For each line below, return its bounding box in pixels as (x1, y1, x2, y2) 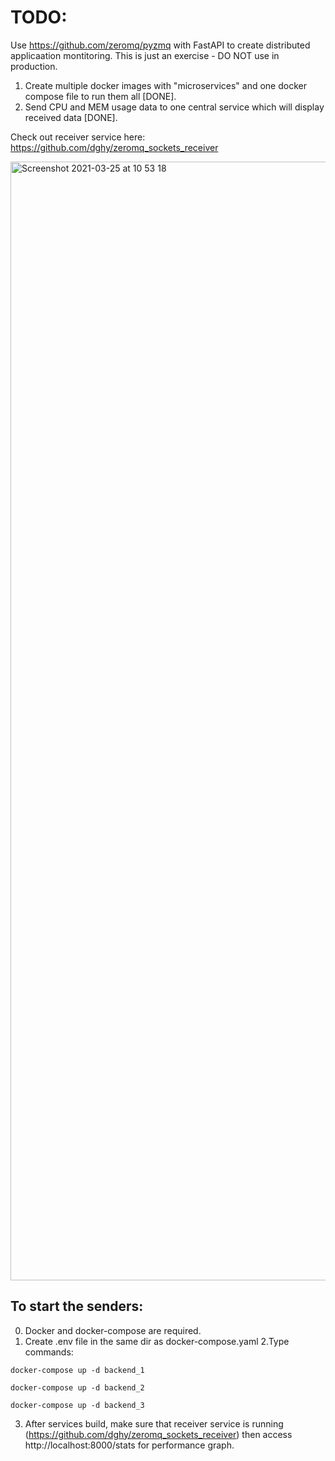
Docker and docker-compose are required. (24, 1324, 202, 1336)
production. (10, 60, 58, 72)
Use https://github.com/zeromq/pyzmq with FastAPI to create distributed (10, 39, 311, 51)
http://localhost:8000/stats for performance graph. (24, 1439, 235, 1451)
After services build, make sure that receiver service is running (24, 1417, 284, 1430)
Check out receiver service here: (10, 131, 146, 143)
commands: (24, 1346, 74, 1358)
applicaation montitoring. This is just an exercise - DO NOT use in (10, 49, 280, 61)
